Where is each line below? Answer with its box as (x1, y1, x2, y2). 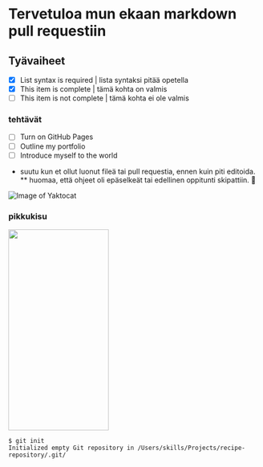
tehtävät (8, 114, 42, 125)
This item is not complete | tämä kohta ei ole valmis (19, 93, 190, 103)
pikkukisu (8, 211, 48, 222)
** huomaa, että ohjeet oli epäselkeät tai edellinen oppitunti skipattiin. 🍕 (19, 174, 257, 185)
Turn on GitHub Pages (19, 132, 94, 141)
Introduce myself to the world (19, 150, 118, 160)
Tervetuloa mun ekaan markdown (8, 5, 237, 23)
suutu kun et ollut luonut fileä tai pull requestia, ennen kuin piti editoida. (19, 166, 256, 176)
